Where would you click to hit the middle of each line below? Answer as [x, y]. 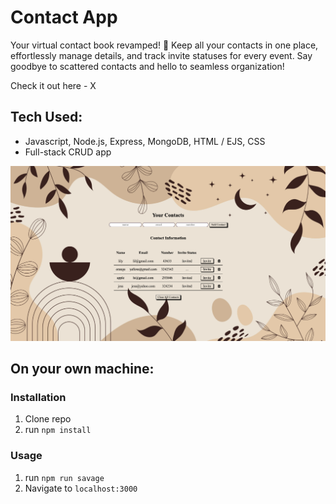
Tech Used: [46, 117]
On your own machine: [82, 369]
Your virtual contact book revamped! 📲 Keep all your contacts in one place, [164, 45]
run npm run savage [64, 477]
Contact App [64, 17]
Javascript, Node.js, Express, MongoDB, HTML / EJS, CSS [145, 141]
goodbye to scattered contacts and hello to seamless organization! [147, 66]
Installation [38, 398]
